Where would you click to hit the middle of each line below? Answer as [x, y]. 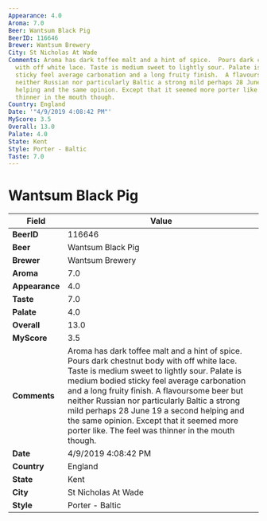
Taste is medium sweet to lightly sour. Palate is [155, 371]
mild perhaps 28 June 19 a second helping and [156, 411]
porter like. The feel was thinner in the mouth [151, 431]
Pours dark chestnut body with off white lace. [152, 361]
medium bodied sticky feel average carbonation [157, 381]
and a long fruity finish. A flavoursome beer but [155, 391]
